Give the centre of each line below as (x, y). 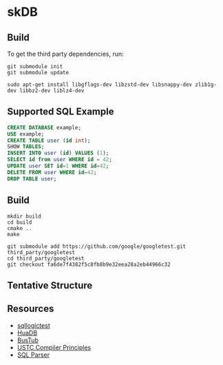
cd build (20, 222)
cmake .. (20, 228)
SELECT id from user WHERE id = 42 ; (60, 160)
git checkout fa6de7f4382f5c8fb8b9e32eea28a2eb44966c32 (89, 264)
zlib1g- (206, 85)
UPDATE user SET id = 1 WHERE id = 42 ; (58, 166)
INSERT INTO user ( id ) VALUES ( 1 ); (58, 153)
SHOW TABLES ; (26, 147)
